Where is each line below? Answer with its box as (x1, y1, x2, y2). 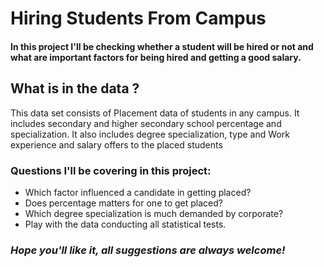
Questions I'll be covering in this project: (10, 163, 212, 177)
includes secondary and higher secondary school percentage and (10, 117, 282, 129)
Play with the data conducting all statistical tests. (24, 218, 227, 230)
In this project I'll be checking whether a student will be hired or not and (10, 40, 314, 52)
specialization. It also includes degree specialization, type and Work (10, 128, 290, 140)
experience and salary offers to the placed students (10, 138, 223, 151)
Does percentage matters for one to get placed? (24, 197, 223, 209)
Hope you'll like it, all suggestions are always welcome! (10, 243, 286, 257)
